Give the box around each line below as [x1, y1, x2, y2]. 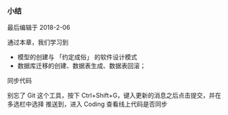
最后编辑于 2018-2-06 [7, 23, 71, 32]
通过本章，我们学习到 [7, 38, 68, 47]
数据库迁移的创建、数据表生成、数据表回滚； [17, 61, 146, 70]
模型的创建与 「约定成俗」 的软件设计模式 [17, 53, 137, 61]
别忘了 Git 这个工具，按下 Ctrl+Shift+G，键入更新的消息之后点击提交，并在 [7, 91, 222, 100]
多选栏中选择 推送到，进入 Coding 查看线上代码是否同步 [7, 100, 168, 109]
